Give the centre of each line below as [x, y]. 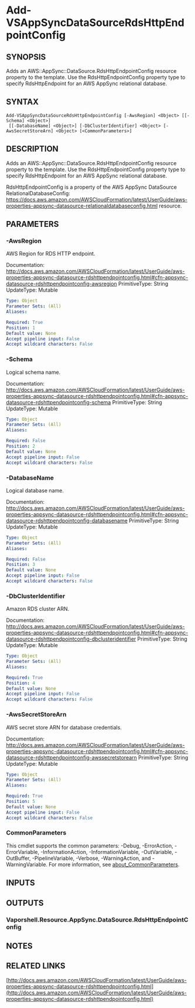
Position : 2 [20, 446]
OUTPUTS [25, 903]
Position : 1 [20, 328]
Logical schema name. [33, 372]
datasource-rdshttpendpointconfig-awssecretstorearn [72, 757]
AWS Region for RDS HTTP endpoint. [51, 254]
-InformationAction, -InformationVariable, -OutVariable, [107, 852]
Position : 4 [20, 683]
